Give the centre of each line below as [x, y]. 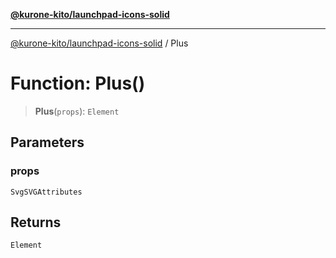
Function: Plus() [78, 83]
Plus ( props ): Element [77, 111]
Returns [36, 222]
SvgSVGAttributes [46, 192]
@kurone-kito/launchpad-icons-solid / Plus [99, 43]
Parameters [47, 142]
